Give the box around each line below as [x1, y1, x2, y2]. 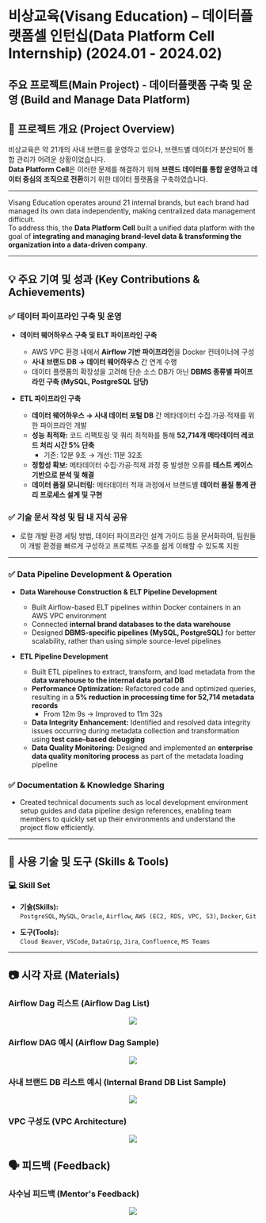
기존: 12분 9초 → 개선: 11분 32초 [43, 450, 142, 460]
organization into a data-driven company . [8, 240, 148, 250]
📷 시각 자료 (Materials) [8, 969, 120, 983]
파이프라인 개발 [40, 421, 87, 430]
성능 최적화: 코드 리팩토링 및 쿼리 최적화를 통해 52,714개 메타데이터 [31, 430, 240, 440]
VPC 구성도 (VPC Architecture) [8, 1116, 127, 1127]
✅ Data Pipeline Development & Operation [8, 569, 173, 580]
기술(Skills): [19, 902, 59, 911]
